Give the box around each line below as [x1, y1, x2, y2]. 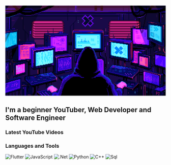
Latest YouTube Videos [5, 128, 64, 136]
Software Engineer [5, 113, 66, 122]
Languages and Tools [5, 142, 60, 149]
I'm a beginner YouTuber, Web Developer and [5, 105, 152, 114]
